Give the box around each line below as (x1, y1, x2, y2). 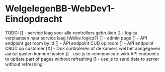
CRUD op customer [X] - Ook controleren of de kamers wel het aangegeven (5, 45, 161, 51)
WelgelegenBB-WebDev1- (5, 3, 115, 14)
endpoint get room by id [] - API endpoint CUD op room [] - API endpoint (5, 40, 154, 46)
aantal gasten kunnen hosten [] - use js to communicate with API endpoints (5, 50, 159, 57)
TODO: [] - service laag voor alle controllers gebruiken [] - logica (5, 30, 138, 36)
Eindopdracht (5, 13, 63, 25)
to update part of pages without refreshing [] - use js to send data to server (5, 56, 160, 62)
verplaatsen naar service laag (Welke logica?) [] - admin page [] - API (5, 35, 148, 41)
